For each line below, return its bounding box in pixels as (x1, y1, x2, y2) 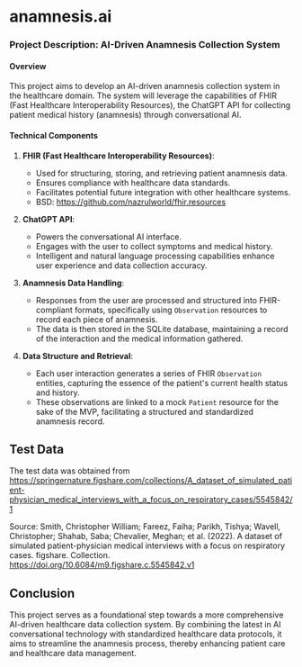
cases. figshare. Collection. (9, 550, 111, 561)
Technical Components (9, 130, 99, 140)
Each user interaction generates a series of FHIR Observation (35, 367, 262, 379)
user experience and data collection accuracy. (35, 259, 208, 271)
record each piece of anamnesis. (35, 313, 158, 325)
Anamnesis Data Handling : (22, 277, 124, 288)
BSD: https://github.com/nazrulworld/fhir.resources (35, 196, 226, 207)
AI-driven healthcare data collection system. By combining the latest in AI (9, 619, 281, 630)
